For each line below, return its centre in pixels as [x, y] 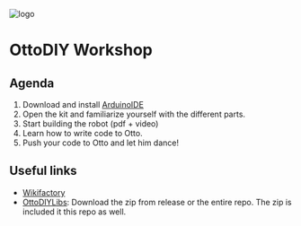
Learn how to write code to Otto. [82, 133]
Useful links [44, 171]
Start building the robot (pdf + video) [90, 124]
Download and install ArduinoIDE [83, 104]
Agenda [32, 83]
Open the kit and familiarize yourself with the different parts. [133, 114]
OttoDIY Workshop [81, 50]
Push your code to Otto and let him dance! [101, 143]
